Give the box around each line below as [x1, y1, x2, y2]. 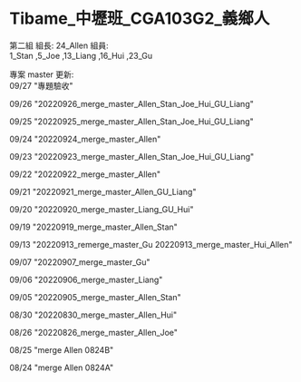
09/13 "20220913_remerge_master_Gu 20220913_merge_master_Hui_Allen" [9, 239, 293, 250]
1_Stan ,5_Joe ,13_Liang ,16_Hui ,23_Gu [9, 50, 152, 61]
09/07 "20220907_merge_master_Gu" [9, 256, 151, 268]
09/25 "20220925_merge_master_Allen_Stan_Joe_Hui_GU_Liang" [9, 115, 254, 127]
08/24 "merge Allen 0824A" [9, 362, 114, 373]
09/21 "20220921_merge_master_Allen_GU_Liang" [9, 186, 197, 197]
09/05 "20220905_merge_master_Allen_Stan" [9, 291, 181, 302]
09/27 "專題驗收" [9, 80, 73, 91]
